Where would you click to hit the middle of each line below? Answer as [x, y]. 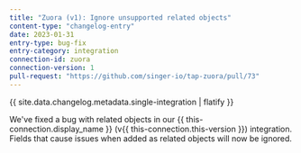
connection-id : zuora [50, 59]
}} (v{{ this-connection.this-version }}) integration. [199, 129]
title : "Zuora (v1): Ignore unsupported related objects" [120, 18]
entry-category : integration [64, 51]
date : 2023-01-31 [42, 34]
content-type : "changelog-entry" [72, 26]
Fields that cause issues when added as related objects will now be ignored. [151, 138]
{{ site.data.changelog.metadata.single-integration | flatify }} [122, 102]
